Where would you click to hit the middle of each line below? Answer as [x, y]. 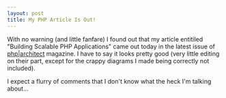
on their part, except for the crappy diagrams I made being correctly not [108, 61]
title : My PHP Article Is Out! [52, 20]
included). [21, 68]
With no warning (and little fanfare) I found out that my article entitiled [105, 39]
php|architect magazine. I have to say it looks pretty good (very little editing [113, 53]
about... [18, 88]
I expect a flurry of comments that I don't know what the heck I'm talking [109, 81]
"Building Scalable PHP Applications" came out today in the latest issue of [111, 46]
